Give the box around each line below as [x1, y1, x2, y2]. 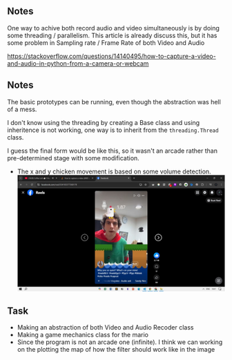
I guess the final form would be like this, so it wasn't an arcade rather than [7, 146, 217, 155]
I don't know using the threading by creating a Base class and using [7, 118, 200, 126]
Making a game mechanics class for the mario [17, 331, 148, 339]
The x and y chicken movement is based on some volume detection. [17, 167, 212, 176]
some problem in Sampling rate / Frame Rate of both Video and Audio [7, 38, 205, 47]
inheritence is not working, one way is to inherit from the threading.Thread [7, 126, 219, 134]
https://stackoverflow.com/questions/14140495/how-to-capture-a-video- [7, 52, 216, 60]
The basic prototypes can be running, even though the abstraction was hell [7, 97, 221, 106]
